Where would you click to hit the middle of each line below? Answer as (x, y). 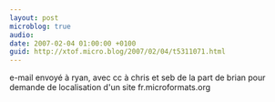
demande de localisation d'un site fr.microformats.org (110, 87)
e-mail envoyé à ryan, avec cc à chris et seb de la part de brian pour (137, 77)
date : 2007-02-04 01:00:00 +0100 (73, 43)
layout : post (34, 18)
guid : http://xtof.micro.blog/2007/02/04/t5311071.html (117, 52)
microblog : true (40, 26)
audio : (22, 35)
